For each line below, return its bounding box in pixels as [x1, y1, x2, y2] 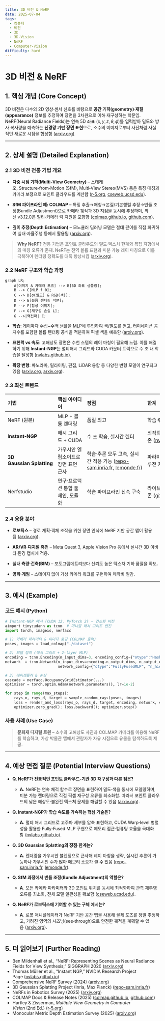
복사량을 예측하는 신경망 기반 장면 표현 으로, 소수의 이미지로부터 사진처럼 [10, 124, 147, 130]
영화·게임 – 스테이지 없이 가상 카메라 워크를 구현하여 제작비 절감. [12, 571, 135, 577]
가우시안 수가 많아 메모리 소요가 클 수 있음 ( [32, 858, 115, 865]
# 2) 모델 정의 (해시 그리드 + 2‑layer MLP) [5, 651, 88, 655]
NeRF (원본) [7, 416, 35, 423]
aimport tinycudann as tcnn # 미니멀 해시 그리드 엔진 [5, 624, 111, 628]
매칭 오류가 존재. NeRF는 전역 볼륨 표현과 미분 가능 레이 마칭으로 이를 [22, 247, 155, 253]
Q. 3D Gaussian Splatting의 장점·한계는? [12, 842, 93, 848]
